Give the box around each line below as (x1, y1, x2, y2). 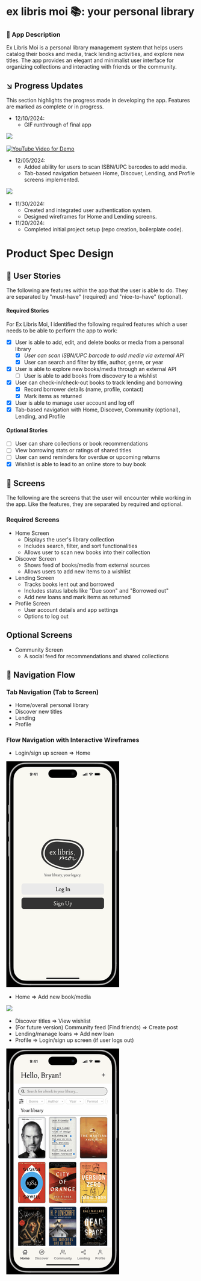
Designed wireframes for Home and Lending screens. (23, 213, 158, 220)
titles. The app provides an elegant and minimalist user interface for (6, 57, 174, 64)
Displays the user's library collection (23, 535, 114, 543)
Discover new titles (14, 708, 63, 715)
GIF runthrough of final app (23, 121, 91, 128)
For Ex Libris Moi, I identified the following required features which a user (6, 320, 188, 328)
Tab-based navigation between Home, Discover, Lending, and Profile (23, 170, 196, 177)
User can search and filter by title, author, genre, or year (23, 358, 164, 366)
